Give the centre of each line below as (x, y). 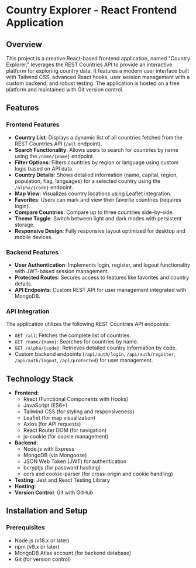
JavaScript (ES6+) (45, 406)
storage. (25, 225)
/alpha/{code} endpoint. (44, 187)
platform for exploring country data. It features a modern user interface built (98, 71)
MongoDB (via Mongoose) (55, 455)
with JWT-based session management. (62, 271)
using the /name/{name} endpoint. (54, 156)
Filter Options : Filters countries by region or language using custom (97, 162)
